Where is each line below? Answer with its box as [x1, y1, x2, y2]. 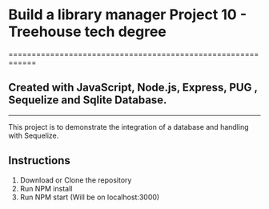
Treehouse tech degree [8, 22, 167, 41]
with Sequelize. [8, 131, 59, 140]
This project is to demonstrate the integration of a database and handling [8, 122, 250, 131]
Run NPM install [19, 183, 73, 193]
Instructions [8, 154, 70, 167]
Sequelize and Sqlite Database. [8, 94, 167, 107]
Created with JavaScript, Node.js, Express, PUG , [8, 81, 258, 94]
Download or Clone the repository [19, 175, 132, 185]
